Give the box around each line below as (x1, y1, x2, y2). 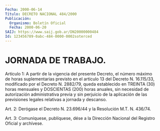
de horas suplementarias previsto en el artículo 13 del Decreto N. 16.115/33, (5, 76, 155, 82)
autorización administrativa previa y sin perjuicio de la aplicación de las (5, 91, 147, 97)
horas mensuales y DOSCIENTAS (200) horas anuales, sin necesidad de (5, 86, 149, 92)
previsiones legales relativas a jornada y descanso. (5, 96, 107, 102)
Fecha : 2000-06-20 (9, 25, 47, 30)
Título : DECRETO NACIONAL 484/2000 (5, 12, 77, 16)
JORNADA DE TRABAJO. (5, 55, 106, 66)
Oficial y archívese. (5, 120, 44, 126)
